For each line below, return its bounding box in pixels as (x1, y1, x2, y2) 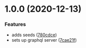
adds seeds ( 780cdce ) (11, 32, 57, 38)
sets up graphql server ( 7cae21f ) (11, 37, 77, 43)
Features (4, 21, 26, 28)
